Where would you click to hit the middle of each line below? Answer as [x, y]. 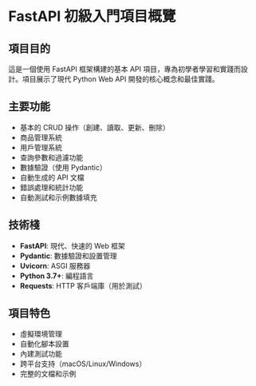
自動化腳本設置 [44, 344]
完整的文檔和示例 [48, 374]
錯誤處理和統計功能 [51, 187]
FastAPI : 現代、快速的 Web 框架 [73, 245]
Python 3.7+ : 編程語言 [57, 276]
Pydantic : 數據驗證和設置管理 [68, 256]
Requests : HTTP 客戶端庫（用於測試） [83, 285]
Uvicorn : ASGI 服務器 [55, 265]
